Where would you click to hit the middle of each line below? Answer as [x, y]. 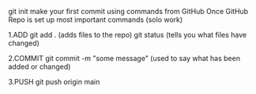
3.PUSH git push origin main [54, 82]
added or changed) [40, 67]
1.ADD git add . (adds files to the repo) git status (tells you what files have [128, 35]
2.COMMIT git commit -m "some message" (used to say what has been [124, 58]
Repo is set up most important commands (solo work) [96, 20]
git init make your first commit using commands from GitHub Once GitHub [128, 11]
